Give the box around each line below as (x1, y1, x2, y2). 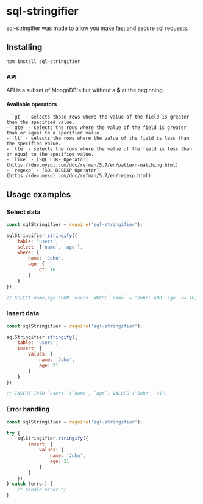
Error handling (6, 405, 50, 414)
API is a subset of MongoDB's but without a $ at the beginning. (6, 87, 165, 94)
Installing (6, 42, 43, 53)
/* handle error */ (17, 487, 67, 493)
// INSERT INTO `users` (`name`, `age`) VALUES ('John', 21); (6, 390, 168, 396)
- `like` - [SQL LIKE (6, 157, 62, 163)
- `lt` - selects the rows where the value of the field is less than (6, 136, 190, 142)
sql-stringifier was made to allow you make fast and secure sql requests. (6, 24, 189, 32)
